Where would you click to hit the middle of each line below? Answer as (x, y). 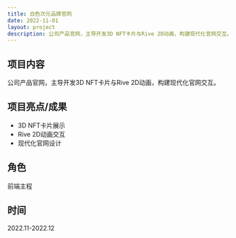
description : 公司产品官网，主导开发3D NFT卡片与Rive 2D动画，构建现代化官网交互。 (120, 34)
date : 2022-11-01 (33, 21)
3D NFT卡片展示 (41, 125)
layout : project (31, 27)
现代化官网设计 (39, 143)
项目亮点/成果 (37, 107)
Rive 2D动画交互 (41, 134)
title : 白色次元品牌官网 (40, 14)
